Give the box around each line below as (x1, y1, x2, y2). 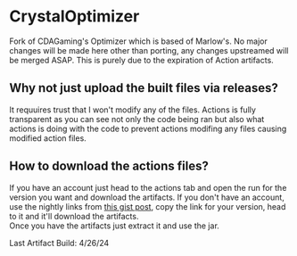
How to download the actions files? (9, 159, 210, 174)
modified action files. (9, 132, 87, 144)
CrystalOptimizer (9, 6, 140, 27)
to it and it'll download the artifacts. (9, 211, 139, 221)
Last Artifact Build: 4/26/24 (9, 237, 110, 248)
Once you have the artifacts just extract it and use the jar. (9, 220, 220, 231)
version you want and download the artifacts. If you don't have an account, (9, 192, 285, 202)
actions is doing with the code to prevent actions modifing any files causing (9, 123, 287, 134)
